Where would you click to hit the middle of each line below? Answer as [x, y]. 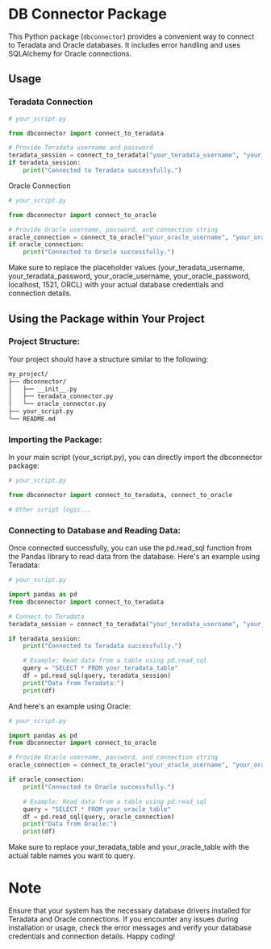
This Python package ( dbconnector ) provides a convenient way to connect [131, 36]
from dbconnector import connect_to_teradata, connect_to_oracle [120, 495]
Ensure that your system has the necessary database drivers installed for [130, 911]
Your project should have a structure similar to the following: [108, 359]
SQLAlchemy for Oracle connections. [70, 53]
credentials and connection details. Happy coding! [92, 936]
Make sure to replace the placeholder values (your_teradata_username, [127, 268]
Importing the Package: [55, 439]
